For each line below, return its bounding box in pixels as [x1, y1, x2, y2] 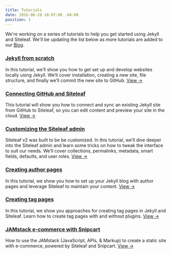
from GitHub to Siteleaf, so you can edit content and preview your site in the [5, 107, 165, 113]
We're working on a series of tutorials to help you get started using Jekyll [5, 31, 159, 37]
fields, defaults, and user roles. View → [5, 153, 88, 159]
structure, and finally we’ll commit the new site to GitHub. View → [5, 77, 143, 83]
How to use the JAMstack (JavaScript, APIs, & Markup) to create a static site [5, 238, 166, 244]
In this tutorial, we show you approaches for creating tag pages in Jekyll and [5, 207, 166, 214]
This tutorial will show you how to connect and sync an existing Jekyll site [5, 101, 161, 108]
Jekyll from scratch [5, 55, 55, 62]
